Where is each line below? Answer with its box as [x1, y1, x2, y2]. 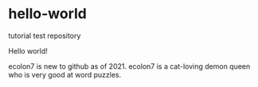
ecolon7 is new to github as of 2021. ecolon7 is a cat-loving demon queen [8, 61, 251, 71]
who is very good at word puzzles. [8, 70, 122, 79]
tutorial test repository [8, 31, 81, 40]
